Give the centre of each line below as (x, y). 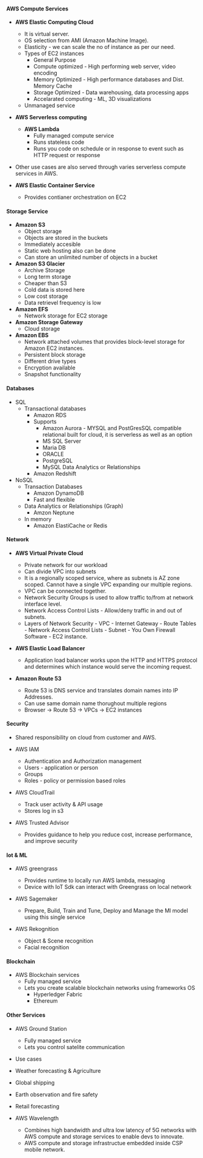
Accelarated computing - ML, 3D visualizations (92, 99)
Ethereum (45, 1001)
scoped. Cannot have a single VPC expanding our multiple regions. (108, 584)
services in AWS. (36, 174)
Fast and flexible (54, 499)
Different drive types (50, 362)
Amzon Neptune (54, 512)
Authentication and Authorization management (83, 761)
